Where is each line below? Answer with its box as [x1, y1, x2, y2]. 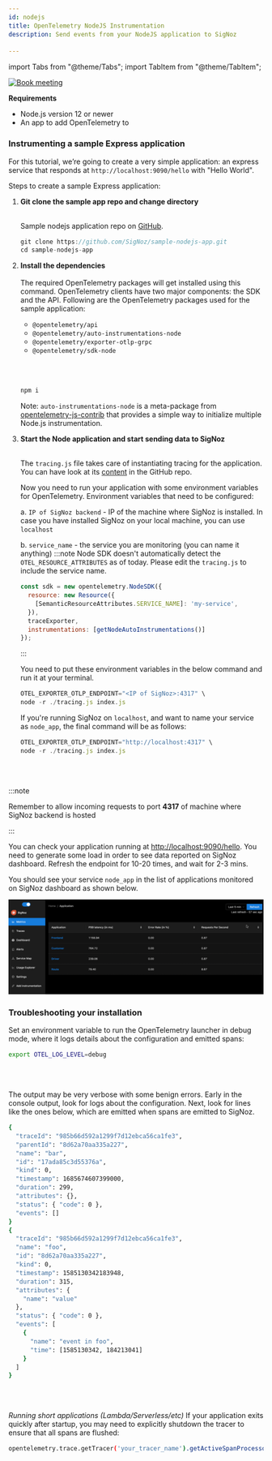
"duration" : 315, [15, 1278, 74, 1286]
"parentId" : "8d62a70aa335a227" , [15, 1141, 129, 1149]
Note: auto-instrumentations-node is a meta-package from [19, 402, 217, 411]
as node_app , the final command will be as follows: [19, 722, 187, 732]
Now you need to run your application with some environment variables [19, 483, 259, 492]
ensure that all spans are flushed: [8, 1428, 120, 1437]
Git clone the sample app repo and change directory [19, 196, 199, 206]
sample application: [19, 304, 86, 314]
